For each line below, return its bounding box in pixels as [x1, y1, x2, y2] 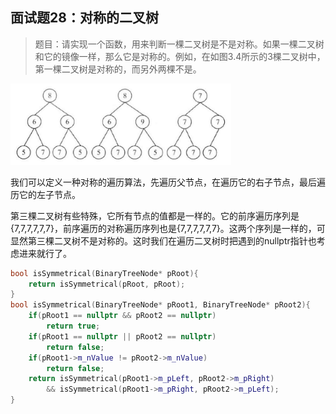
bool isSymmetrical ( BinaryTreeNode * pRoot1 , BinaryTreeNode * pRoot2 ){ [10, 300, 311, 310]
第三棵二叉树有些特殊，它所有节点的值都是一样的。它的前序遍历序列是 [10, 209, 300, 222]
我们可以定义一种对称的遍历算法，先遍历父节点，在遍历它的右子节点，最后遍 [10, 176, 326, 188]
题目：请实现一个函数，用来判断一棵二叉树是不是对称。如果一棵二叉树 [34, 38, 325, 50]
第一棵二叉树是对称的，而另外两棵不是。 [34, 63, 202, 75]
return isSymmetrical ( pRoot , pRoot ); [28, 279, 186, 289]
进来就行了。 [18, 247, 72, 259]
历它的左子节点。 [10, 188, 81, 200]
